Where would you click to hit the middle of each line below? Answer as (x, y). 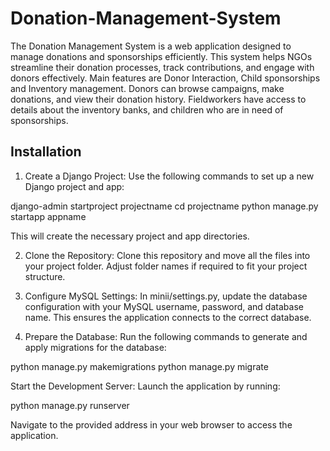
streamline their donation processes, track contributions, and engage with (162, 67)
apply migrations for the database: (95, 347)
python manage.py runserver (70, 405)
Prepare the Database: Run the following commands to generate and (166, 336)
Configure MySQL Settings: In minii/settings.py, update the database (166, 296)
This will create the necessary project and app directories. (130, 236)
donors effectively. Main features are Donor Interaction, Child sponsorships (165, 78)
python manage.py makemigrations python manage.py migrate (139, 366)
